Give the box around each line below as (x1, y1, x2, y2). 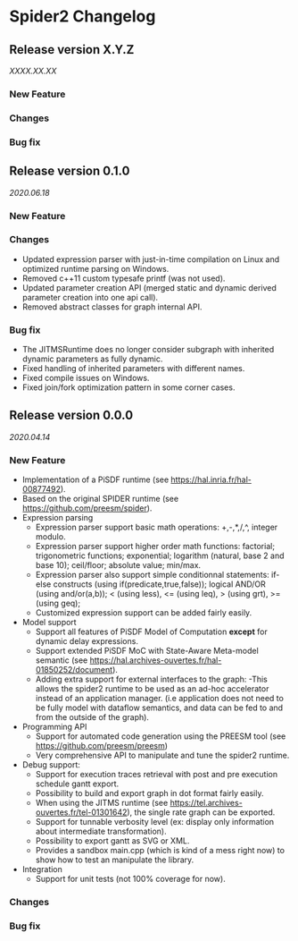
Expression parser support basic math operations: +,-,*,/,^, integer (35, 521, 278, 533)
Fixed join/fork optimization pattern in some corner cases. (21, 382, 236, 393)
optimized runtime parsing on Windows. (21, 263, 170, 274)
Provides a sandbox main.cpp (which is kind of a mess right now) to (35, 845, 286, 856)
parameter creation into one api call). (21, 292, 159, 302)
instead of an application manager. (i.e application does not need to (35, 693, 284, 704)
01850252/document (35, 665, 113, 675)
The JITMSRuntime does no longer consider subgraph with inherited (21, 344, 275, 355)
